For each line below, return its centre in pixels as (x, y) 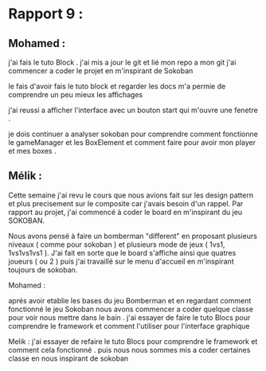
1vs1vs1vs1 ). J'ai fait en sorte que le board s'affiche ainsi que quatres (122, 252)
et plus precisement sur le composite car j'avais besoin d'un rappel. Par (126, 203)
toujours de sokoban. (43, 269)
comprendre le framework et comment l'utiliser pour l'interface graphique (129, 326)
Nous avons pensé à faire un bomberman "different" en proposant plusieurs (133, 236)
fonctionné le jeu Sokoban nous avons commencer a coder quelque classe (131, 309)
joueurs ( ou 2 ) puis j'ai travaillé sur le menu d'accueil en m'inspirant (121, 261)
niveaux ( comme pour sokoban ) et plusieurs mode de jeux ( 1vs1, (117, 244)
